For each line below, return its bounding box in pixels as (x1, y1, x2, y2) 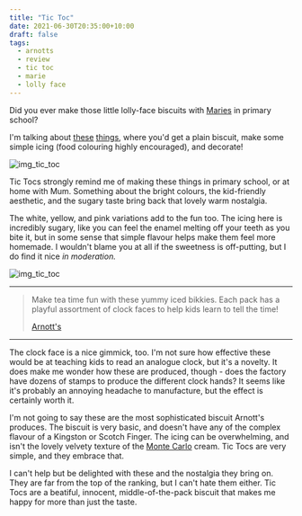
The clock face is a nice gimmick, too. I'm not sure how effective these (9, 347, 271, 358)
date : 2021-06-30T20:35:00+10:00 (9, 22, 135, 31)
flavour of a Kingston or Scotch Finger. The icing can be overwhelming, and (9, 431, 289, 441)
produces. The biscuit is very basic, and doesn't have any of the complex (9, 422, 281, 432)
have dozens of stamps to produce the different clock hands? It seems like (9, 375, 286, 387)
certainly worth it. (9, 395, 75, 405)
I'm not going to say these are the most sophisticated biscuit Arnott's (9, 412, 265, 423)
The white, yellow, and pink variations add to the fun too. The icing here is (9, 212, 283, 223)
